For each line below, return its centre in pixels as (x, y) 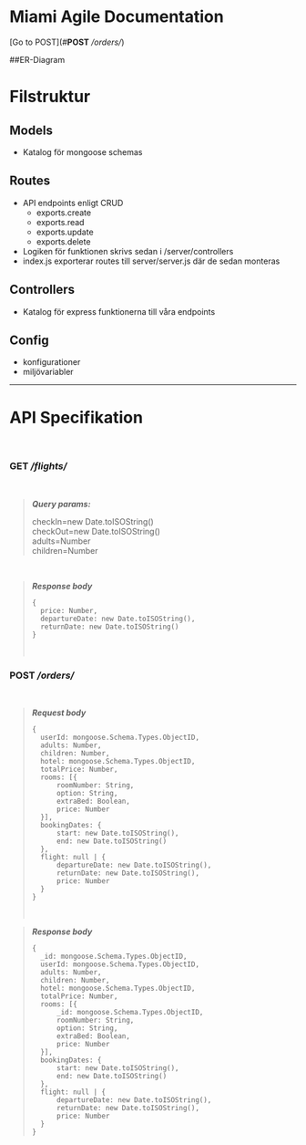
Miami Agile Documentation (117, 17)
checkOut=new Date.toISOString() (96, 531)
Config (29, 340)
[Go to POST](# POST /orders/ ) (67, 42)
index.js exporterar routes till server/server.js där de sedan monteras (151, 261)
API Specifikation (76, 417)
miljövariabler (48, 372)
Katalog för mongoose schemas (82, 151)
